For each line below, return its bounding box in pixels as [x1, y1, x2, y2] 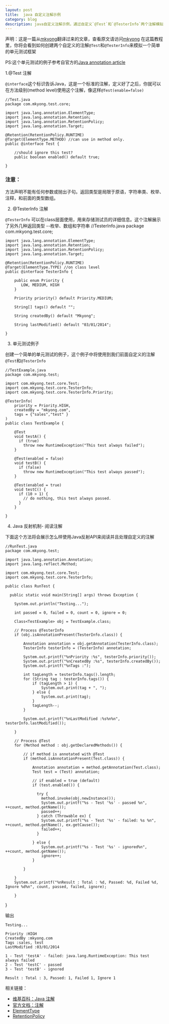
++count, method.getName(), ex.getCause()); [5, 822, 100, 827]
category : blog [5, 17, 37, 22]
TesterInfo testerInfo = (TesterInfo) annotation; [23, 645, 132, 651]
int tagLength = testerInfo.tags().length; [23, 672, 116, 677]
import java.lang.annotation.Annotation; [5, 557, 94, 562]
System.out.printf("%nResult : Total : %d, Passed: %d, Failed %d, [14, 880, 158, 885]
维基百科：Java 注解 [12, 996, 55, 1002]
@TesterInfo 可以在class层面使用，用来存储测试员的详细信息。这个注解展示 [5, 216, 161, 222]
